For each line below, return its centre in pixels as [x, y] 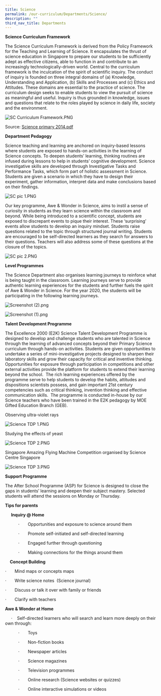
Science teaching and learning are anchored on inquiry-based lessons [75, 146]
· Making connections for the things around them [70, 552]
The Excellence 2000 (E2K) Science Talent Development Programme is [76, 333]
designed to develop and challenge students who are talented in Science [78, 339]
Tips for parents [22, 505]
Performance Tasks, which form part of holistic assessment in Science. [76, 171]
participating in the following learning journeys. [52, 296]
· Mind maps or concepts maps [40, 571]
